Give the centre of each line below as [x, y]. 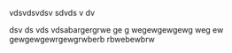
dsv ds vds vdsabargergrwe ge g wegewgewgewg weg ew [116, 30]
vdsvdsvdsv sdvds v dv [52, 13]
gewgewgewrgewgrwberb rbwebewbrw [82, 39]
